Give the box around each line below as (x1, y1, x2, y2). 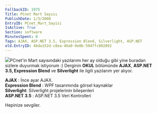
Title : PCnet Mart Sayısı (5, 12, 57, 17)
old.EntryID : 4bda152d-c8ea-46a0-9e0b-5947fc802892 (5, 43, 112, 48)
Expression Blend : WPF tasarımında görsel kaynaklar (5, 82, 113, 88)
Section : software (5, 30, 42, 35)
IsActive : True (5, 25, 36, 30)
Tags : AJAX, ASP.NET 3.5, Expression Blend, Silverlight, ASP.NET (5, 39, 142, 44)
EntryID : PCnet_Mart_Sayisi (5, 20, 62, 26)
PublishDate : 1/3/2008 (5, 16, 51, 21)
